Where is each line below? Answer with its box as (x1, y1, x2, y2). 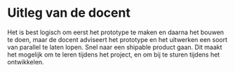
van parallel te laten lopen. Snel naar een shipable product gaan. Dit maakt (7, 43, 222, 51)
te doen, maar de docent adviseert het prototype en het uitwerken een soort (7, 35, 228, 43)
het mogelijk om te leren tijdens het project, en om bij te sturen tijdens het (7, 50, 220, 59)
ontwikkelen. (7, 57, 44, 66)
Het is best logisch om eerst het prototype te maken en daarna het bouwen (7, 28, 224, 36)
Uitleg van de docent (7, 5, 131, 21)
